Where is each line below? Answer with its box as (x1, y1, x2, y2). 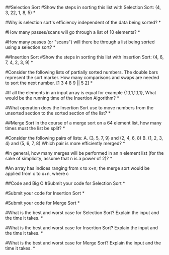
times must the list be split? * (5, 125, 65, 131)
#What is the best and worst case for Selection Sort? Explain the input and (5, 210, 159, 216)
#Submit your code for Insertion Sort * (5, 190, 84, 196)
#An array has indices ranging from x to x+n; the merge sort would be (5, 165, 150, 171)
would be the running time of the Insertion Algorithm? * (5, 95, 120, 101)
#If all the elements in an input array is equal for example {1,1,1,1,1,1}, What (5, 90, 156, 95)
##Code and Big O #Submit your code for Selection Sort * (5, 180, 125, 186)
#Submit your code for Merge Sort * (5, 200, 80, 206)
